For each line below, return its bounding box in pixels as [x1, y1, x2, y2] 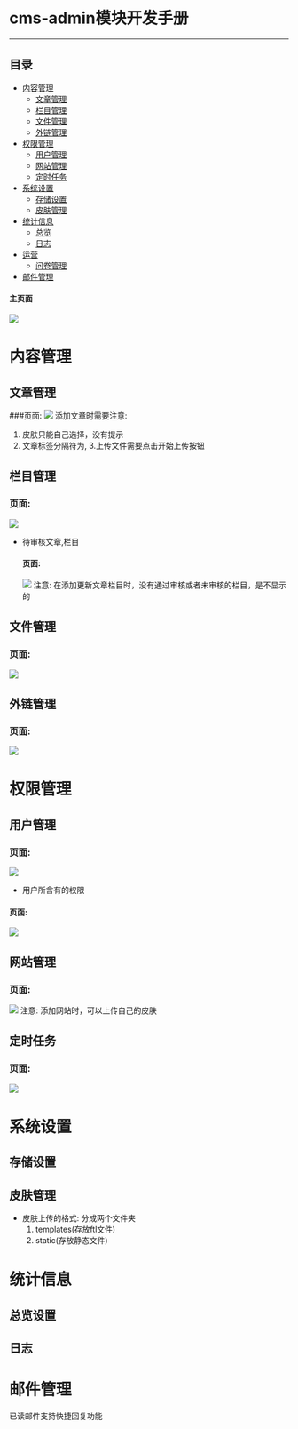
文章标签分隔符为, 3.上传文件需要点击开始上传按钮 [21, 440, 206, 451]
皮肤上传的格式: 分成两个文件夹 [21, 1213, 136, 1224]
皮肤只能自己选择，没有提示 [21, 428, 124, 440]
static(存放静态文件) [35, 1235, 108, 1246]
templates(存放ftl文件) [35, 1224, 116, 1235]
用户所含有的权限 [21, 885, 85, 896]
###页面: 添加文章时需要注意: [9, 410, 128, 420]
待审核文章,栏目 [21, 536, 80, 547]
